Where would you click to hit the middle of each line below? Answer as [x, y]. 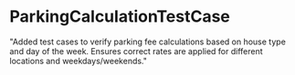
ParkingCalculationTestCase [120, 17]
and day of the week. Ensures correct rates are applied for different [136, 51]
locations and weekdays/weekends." [79, 61]
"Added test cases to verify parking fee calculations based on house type [147, 42]
